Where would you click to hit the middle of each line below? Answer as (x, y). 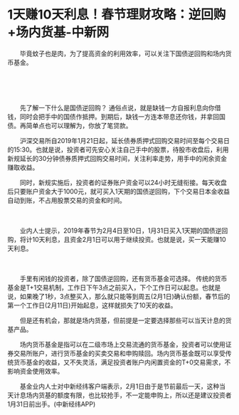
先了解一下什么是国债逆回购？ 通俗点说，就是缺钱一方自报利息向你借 (120, 107)
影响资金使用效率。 (36, 371)
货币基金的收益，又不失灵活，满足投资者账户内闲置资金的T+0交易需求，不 (122, 362)
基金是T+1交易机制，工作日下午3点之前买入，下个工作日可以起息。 (105, 287)
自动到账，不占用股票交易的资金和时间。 (67, 200)
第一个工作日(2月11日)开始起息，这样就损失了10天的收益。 (92, 305)
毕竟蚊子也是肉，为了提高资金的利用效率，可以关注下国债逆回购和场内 (122, 53)
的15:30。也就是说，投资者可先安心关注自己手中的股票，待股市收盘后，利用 (118, 149)
